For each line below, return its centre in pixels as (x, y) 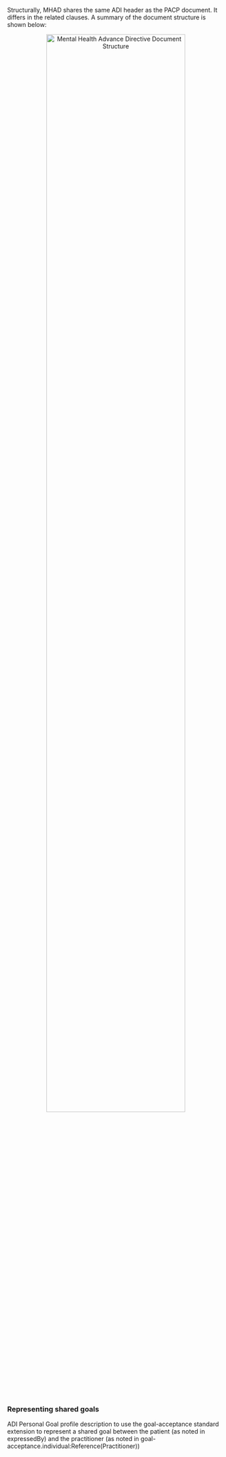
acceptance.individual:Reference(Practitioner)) (73, 1446)
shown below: (27, 25)
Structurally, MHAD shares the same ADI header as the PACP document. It (112, 10)
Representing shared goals (53, 1409)
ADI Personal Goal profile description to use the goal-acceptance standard (113, 1424)
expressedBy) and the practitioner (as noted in (73, 1439)
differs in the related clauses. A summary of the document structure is (106, 17)
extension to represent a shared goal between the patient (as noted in (106, 1431)
